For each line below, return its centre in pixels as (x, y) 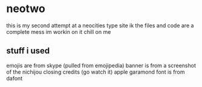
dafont (15, 78)
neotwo (26, 9)
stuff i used (28, 51)
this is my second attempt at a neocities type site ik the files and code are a (100, 25)
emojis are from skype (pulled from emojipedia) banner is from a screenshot (101, 65)
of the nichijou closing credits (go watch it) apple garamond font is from (96, 72)
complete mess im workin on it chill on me (59, 31)
